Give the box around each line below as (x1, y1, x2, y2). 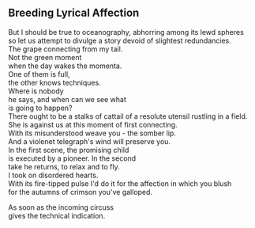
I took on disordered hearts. (8, 170, 99, 180)
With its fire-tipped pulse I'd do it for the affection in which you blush (8, 178, 232, 188)
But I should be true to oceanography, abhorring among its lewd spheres (8, 27, 245, 36)
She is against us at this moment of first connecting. (8, 120, 178, 129)
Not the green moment (8, 52, 82, 62)
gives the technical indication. (8, 211, 106, 220)
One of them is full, (8, 69, 70, 78)
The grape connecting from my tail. (8, 44, 123, 54)
